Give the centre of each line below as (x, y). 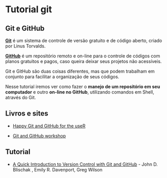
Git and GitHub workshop (39, 136)
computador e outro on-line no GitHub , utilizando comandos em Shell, (80, 92)
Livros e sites (27, 114)
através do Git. (21, 97)
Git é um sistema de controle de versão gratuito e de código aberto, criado (84, 40)
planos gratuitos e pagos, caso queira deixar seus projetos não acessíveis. (83, 61)
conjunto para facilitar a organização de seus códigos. (62, 77)
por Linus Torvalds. (25, 46)
